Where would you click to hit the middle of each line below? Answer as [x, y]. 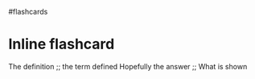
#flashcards [28, 12]
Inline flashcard [62, 44]
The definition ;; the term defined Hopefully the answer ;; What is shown [128, 66]
